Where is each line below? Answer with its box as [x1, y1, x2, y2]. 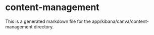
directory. [33, 23, 54, 29]
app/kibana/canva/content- [91, 18, 149, 24]
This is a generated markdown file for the [5, 18, 91, 24]
